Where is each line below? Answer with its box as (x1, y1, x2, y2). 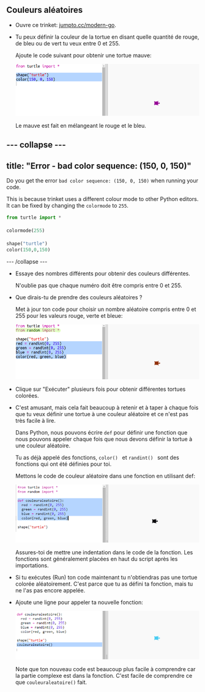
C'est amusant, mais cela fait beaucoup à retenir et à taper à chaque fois (15, 404, 199, 411)
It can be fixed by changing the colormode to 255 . (6, 202, 129, 210)
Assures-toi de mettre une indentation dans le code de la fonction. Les (15, 548, 193, 556)
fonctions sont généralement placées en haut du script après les (15, 555, 178, 562)
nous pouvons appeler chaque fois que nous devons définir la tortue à (15, 435, 193, 442)
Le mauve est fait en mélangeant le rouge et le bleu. (15, 122, 147, 129)
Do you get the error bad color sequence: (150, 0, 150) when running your (6, 177, 199, 184)
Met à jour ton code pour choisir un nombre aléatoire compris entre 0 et (15, 305, 196, 313)
